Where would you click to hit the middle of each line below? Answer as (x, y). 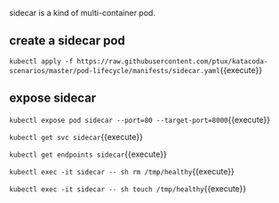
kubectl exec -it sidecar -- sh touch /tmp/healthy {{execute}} (128, 188)
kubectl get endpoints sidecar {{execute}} (88, 154)
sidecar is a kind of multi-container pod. (82, 13)
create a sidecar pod (68, 41)
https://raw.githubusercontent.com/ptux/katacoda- (172, 61)
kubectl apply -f (41, 61)
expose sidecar (53, 98)
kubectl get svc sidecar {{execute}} (76, 136)
